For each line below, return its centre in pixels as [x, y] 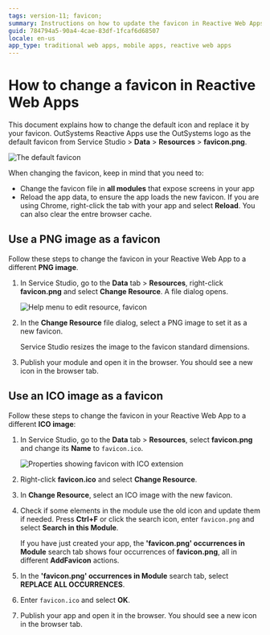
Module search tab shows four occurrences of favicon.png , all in [128, 551]
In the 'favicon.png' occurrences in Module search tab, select [124, 576]
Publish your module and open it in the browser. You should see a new [136, 362]
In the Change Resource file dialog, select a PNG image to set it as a [133, 322]
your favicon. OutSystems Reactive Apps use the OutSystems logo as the [130, 133]
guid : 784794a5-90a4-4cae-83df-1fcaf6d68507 [84, 31]
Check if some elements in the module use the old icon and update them [140, 510]
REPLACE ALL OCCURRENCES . [72, 584]
